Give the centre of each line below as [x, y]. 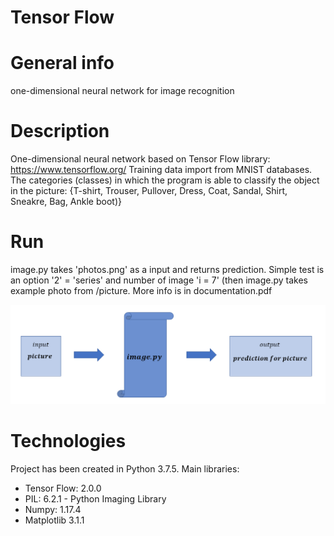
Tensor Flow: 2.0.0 [63, 488]
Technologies [68, 441]
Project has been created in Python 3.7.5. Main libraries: [125, 468]
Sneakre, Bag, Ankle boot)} [66, 202]
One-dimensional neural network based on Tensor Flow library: [140, 159]
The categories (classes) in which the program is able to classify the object [165, 180]
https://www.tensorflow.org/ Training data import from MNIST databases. [161, 170]
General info [62, 63]
